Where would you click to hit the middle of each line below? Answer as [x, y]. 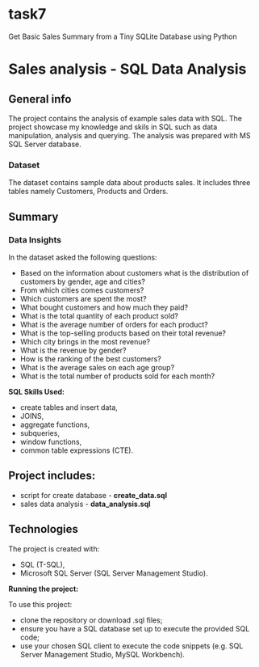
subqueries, [40, 433]
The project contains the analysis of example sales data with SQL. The [125, 118]
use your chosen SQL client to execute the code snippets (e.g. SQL [132, 646]
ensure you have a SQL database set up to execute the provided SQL [135, 628]
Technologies [44, 529]
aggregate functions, [55, 424]
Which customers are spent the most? [83, 298]
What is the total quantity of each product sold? [99, 315]
